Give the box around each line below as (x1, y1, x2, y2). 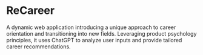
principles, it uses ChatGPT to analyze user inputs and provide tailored (6, 36, 182, 44)
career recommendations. (6, 43, 71, 50)
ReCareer (6, 4, 55, 18)
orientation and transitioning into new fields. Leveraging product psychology (6, 30, 197, 37)
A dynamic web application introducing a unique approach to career (6, 24, 176, 31)
